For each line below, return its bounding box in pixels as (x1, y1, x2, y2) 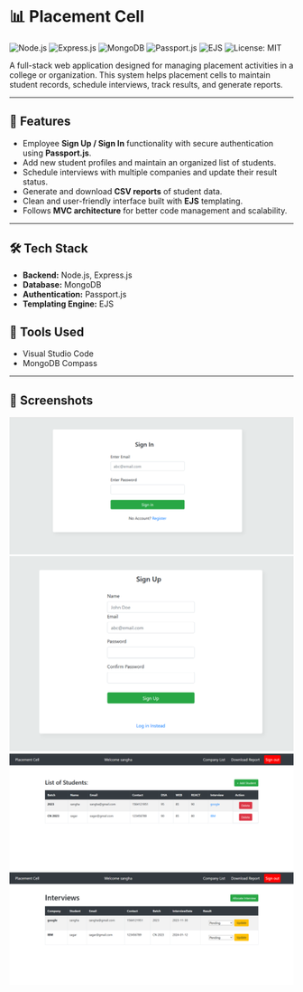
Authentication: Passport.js (22, 288, 127, 299)
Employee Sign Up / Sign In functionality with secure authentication (22, 137, 274, 148)
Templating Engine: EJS (22, 298, 115, 309)
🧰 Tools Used (9, 324, 85, 339)
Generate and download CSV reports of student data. (22, 185, 223, 196)
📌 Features (9, 114, 71, 129)
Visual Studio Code (22, 348, 95, 359)
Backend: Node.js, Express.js (22, 269, 133, 280)
